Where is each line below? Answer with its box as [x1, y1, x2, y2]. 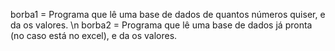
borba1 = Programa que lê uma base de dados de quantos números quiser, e [10, 9, 326, 20]
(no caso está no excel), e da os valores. [10, 30, 178, 41]
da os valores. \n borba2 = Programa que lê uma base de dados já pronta [10, 19, 313, 31]
